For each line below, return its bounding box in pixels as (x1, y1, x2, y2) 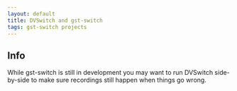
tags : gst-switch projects (7, 23, 87, 30)
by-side (7, 75, 30, 85)
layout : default (7, 10, 55, 18)
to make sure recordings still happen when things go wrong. (31, 75, 207, 85)
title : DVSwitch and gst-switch (7, 17, 103, 24)
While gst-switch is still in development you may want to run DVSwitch (7, 68, 214, 77)
